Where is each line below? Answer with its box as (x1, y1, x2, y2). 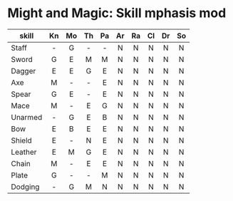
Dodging (11, 182, 40, 192)
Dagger (11, 66, 36, 76)
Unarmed (11, 112, 43, 122)
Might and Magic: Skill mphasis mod (7, 5, 227, 21)
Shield (11, 135, 32, 145)
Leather (11, 147, 37, 157)
